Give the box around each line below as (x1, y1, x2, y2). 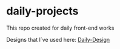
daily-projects (6, 4, 79, 18)
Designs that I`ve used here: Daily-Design (6, 36, 110, 43)
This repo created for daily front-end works (6, 24, 115, 31)
